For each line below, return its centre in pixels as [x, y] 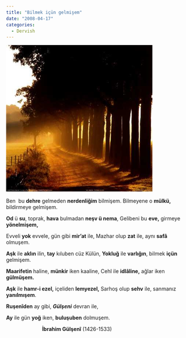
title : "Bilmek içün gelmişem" [44, 12]
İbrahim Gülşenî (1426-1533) [77, 329]
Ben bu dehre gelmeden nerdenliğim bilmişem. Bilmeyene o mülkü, [89, 201]
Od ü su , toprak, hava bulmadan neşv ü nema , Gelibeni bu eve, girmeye [93, 218]
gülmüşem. [20, 278]
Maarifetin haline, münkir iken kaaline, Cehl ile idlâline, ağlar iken [85, 271]
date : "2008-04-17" [30, 18]
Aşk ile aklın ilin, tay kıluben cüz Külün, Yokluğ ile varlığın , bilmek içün [92, 254]
